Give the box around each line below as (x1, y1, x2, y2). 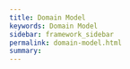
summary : (9, 47, 42, 56)
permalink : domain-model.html (9, 38, 123, 47)
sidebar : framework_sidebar (9, 30, 115, 39)
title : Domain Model (9, 13, 87, 22)
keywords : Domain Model (9, 22, 99, 30)
